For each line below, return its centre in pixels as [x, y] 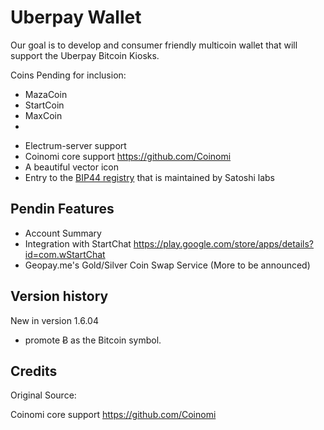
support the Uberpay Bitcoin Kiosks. [85, 55]
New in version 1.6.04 [54, 320]
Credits [34, 371]
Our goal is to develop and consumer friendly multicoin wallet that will [154, 45]
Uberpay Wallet [76, 17]
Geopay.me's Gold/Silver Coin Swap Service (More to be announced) [167, 265]
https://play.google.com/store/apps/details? [223, 243]
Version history [59, 296]
